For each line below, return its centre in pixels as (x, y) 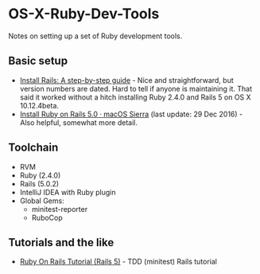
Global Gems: (42, 201)
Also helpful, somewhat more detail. (78, 122)
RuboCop (47, 217)
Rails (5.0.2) (39, 183)
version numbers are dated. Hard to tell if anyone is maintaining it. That (136, 88)
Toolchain (33, 148)
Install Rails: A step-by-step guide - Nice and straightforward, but (127, 80)
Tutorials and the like (61, 243)
